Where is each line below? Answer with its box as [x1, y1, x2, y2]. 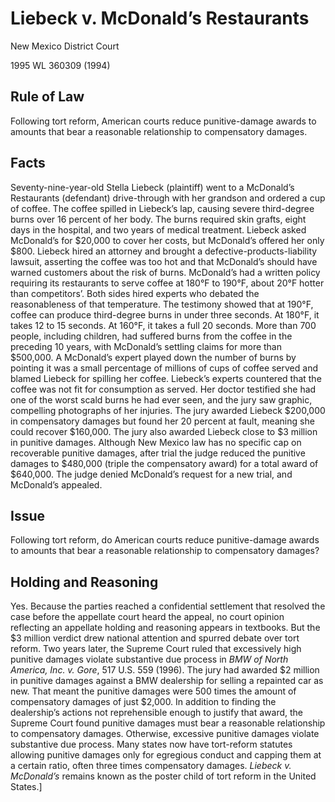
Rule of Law [10, 88, 85, 106]
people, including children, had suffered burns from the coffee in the [10, 330, 293, 342]
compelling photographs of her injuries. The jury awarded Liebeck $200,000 [10, 404, 326, 416]
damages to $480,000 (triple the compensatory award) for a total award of [10, 457, 319, 469]
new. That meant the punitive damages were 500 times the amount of [10, 685, 297, 697]
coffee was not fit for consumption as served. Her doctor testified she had [10, 383, 317, 395]
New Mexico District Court [10, 40, 120, 52]
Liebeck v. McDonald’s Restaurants [10, 7, 310, 30]
